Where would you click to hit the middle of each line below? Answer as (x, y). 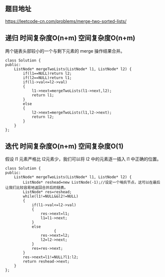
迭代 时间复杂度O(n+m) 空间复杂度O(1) (64, 146)
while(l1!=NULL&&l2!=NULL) (51, 197)
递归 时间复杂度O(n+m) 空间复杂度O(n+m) (70, 38)
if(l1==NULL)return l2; (47, 73)
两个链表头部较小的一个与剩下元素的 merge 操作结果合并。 (65, 51)
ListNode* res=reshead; (47, 192)
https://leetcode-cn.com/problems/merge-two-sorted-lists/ (66, 21)
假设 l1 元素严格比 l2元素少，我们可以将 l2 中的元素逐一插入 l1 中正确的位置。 (83, 159)
